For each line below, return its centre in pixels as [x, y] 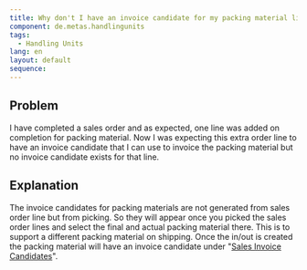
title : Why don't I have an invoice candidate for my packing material [148, 18]
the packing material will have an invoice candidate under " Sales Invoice [145, 246]
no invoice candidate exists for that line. [85, 157]
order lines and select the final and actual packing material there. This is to [150, 227]
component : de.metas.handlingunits [77, 26]
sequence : [28, 69]
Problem [34, 106]
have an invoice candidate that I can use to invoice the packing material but [152, 147]
